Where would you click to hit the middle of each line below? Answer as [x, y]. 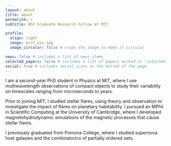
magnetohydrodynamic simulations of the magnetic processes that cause [82, 118]
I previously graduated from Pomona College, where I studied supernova [81, 133]
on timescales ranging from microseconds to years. [59, 92]
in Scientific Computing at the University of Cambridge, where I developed [83, 112]
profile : [15, 34]
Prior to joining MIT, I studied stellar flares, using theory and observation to [84, 101]
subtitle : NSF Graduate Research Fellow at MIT [57, 24]
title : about [19, 15]
